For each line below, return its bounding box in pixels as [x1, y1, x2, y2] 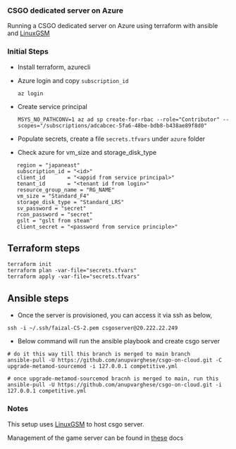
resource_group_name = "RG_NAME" [16, 186, 115, 194]
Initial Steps [7, 46, 49, 56]
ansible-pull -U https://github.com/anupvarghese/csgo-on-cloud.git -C [7, 357, 222, 364]
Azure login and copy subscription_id [17, 76, 129, 84]
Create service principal [17, 102, 88, 110]
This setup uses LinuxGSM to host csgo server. [7, 419, 144, 428]
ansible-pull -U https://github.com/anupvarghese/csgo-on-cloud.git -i [7, 381, 222, 388]
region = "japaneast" [16, 161, 80, 169]
